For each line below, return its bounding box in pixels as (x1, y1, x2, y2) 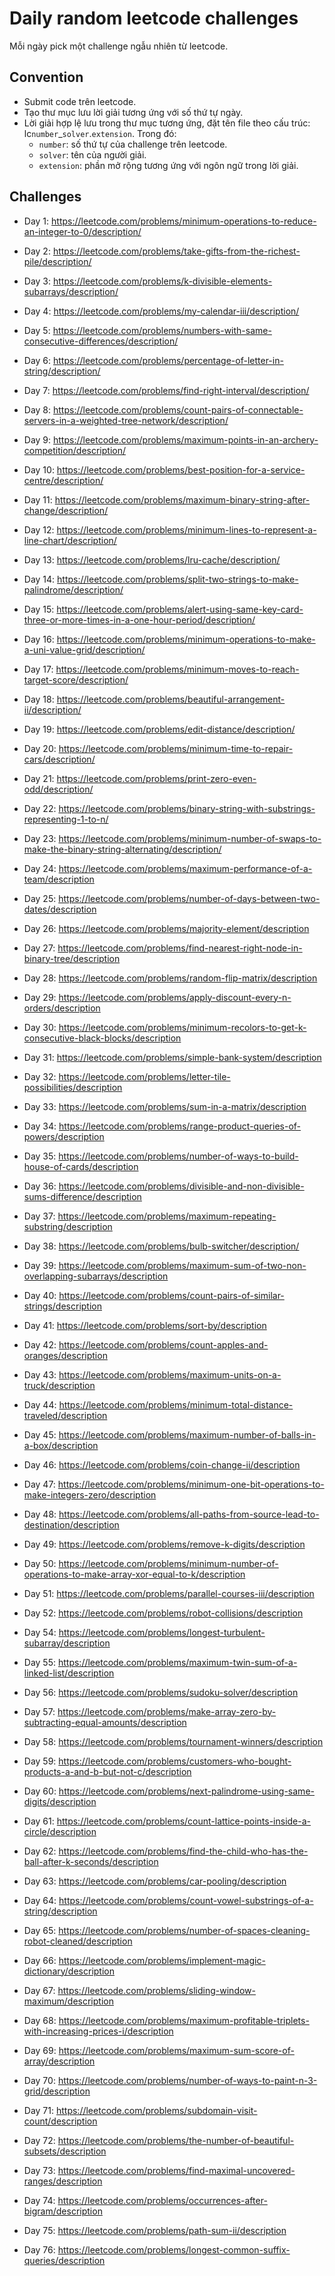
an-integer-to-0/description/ (23, 225, 142, 237)
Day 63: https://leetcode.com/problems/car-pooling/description (23, 1875, 287, 1887)
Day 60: (23, 1785, 57, 1797)
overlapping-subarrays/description (23, 1270, 169, 1282)
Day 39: (23, 1259, 57, 1271)
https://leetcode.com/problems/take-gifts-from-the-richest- (52, 245, 301, 257)
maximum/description (23, 1995, 114, 2007)
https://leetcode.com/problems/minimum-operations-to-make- (56, 633, 316, 645)
